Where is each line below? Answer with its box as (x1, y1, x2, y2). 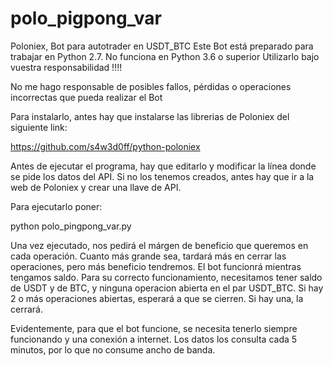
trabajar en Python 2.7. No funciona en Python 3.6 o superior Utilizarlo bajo (10, 50, 320, 62)
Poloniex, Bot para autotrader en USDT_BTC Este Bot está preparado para (10, 40, 314, 52)
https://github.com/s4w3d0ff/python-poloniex (10, 140, 201, 152)
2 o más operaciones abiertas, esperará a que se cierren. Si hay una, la (10, 292, 304, 304)
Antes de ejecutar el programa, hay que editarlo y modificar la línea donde (10, 160, 317, 172)
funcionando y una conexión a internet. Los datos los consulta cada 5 (10, 333, 298, 345)
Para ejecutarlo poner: (10, 200, 103, 212)
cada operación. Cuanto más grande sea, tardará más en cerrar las (10, 250, 287, 262)
